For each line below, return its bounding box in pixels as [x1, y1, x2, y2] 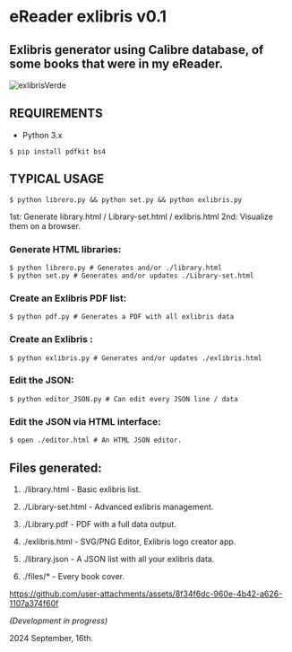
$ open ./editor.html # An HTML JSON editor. [9, 436, 182, 445]
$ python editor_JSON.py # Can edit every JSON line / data [9, 394, 239, 403]
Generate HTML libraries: [9, 242, 122, 255]
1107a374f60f [9, 597, 59, 608]
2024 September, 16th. [9, 632, 94, 643]
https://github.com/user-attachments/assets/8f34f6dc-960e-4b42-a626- [9, 588, 283, 599]
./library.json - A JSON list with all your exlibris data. [21, 553, 215, 564]
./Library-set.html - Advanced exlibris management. [21, 501, 214, 512]
